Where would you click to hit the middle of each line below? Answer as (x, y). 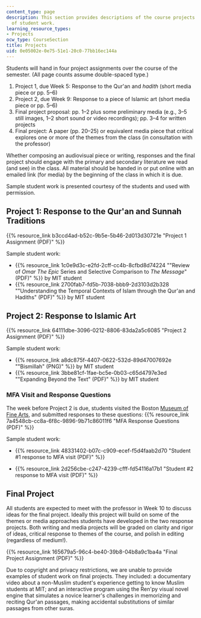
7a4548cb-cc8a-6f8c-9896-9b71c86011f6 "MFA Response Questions (93, 421)
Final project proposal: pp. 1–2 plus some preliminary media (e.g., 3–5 (101, 111)
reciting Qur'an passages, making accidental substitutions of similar (90, 602)
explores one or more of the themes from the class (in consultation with (104, 137)
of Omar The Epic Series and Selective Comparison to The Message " (101, 271)
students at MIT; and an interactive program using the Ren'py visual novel (97, 589)
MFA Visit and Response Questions (59, 395)
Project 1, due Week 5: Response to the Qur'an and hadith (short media (103, 86)
